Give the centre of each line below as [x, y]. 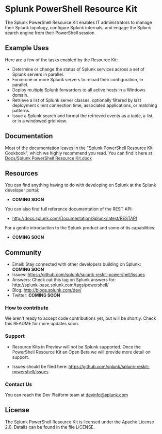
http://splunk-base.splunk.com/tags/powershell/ [60, 285]
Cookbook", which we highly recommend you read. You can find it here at [79, 153]
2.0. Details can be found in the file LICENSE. [50, 427]
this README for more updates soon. [42, 324]
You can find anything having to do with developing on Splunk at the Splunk [81, 185]
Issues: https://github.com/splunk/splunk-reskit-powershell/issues [78, 275]
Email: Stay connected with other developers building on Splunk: [77, 264]
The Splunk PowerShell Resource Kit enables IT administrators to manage [79, 22]
